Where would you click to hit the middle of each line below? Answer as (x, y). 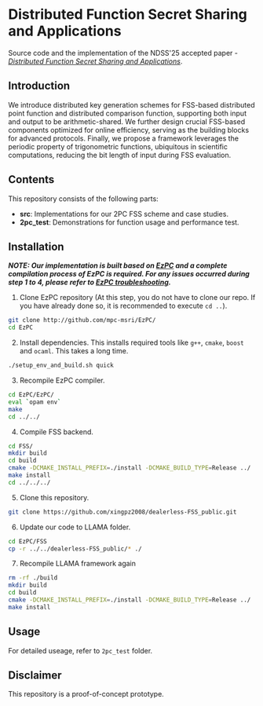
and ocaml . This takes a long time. (74, 351)
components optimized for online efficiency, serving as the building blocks (129, 130)
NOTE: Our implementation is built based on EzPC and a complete (118, 265)
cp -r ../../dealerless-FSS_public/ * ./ (75, 549)
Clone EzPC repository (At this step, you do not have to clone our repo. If (137, 298)
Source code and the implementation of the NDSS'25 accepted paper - (123, 53)
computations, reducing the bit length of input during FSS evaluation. (120, 155)
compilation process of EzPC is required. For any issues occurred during (129, 274)
